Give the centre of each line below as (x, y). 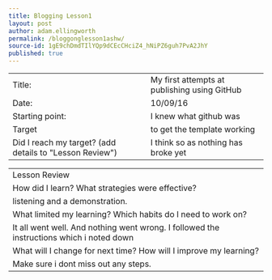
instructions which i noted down (73, 238)
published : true (36, 53)
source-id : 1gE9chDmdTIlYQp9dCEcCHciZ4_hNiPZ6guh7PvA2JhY (108, 46)
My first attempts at (187, 80)
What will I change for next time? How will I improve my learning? (136, 250)
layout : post (30, 23)
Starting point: (39, 116)
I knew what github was (195, 116)
